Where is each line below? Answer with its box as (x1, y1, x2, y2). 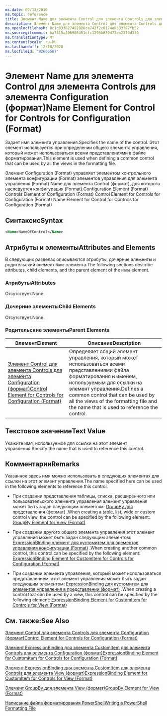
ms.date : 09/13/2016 (5, 7, 48, 12)
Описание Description (87, 339, 141, 346)
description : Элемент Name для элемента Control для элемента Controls (5, 21, 157, 26)
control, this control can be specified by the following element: (12, 550, 141, 557)
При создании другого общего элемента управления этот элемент (12, 529, 155, 535)
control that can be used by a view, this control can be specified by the (12, 592, 158, 598)
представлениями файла (69, 366, 129, 373)
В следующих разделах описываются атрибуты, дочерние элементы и (5, 256, 156, 262)
